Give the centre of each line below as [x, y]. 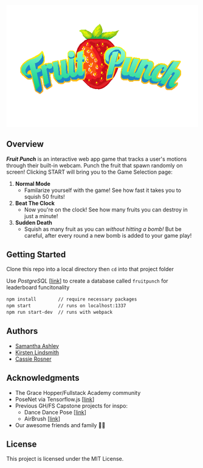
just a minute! [41, 216]
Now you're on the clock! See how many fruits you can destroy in [106, 210]
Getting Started [36, 254]
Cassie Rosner [33, 359]
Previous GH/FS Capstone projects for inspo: [71, 406]
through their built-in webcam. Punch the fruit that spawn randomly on [95, 165]
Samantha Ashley [37, 346]
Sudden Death [34, 222]
